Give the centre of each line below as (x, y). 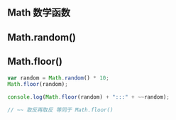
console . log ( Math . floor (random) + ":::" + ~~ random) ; (89, 97)
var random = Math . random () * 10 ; (59, 78)
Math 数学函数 (39, 13)
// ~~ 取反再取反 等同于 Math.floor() (60, 110)
